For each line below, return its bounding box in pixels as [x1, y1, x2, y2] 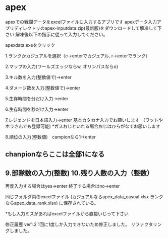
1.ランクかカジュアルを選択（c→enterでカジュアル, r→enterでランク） [5, 52, 150, 59]
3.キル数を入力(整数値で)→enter [5, 74, 72, 80]
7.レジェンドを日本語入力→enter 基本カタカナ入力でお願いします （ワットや [5, 117, 163, 123]
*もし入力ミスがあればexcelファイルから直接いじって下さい [5, 211, 129, 217]
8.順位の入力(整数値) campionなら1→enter [5, 134, 96, 140]
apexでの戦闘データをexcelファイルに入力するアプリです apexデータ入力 [5, 19, 157, 25]
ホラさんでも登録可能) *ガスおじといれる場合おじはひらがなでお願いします [5, 123, 160, 129]
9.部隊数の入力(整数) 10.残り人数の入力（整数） [5, 169, 154, 177]
